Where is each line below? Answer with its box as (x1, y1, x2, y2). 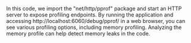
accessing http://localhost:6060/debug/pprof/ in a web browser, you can (6, 18, 186, 24)
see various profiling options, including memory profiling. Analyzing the (6, 24, 182, 31)
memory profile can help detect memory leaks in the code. (6, 30, 150, 37)
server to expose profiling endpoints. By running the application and (6, 11, 174, 18)
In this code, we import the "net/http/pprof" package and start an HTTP (6, 5, 182, 12)
